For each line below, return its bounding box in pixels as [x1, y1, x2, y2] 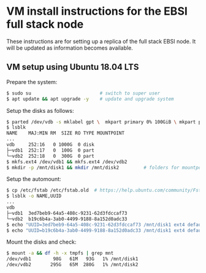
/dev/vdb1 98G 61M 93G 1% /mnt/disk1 [6, 256, 139, 262]
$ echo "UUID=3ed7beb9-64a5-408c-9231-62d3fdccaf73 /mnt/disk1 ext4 [6, 221, 185, 228]
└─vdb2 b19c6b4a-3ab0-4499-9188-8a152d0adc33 [6, 216, 128, 222]
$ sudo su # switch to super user [6, 90, 161, 96]
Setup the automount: [6, 175, 61, 183]
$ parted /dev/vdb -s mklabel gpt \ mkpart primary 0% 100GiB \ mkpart [6, 118, 196, 125]
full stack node [6, 17, 84, 31]
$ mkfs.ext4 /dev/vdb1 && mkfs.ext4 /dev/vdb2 [6, 158, 128, 165]
